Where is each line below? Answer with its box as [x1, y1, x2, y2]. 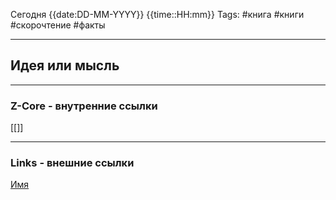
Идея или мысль [10, 57, 120, 74]
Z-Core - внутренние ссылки [10, 99, 158, 113]
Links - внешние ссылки [10, 156, 135, 170]
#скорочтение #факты [10, 19, 106, 31]
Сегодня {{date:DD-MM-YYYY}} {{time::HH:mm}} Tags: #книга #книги [10, 9, 305, 20]
